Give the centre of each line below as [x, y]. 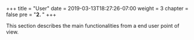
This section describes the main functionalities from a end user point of [93, 26]
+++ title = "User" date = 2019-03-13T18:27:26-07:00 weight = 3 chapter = [97, 8]
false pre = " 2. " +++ [31, 14]
